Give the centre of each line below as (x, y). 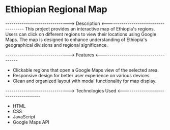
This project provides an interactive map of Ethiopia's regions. (90, 28)
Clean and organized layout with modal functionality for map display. (84, 81)
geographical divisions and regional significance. (57, 45)
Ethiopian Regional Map (56, 9)
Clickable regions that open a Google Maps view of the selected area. (86, 70)
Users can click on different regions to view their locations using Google (81, 34)
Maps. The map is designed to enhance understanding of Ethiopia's (76, 40)
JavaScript (24, 117)
